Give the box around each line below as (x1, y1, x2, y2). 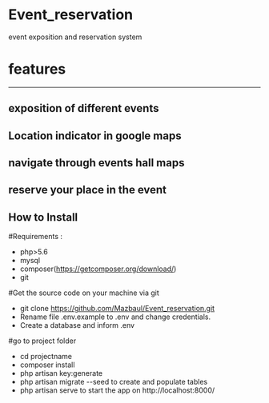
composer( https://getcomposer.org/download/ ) (19, 264, 177, 273)
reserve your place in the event (8, 183, 167, 197)
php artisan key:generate (19, 369, 103, 378)
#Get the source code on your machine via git (8, 288, 160, 297)
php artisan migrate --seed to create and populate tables (19, 377, 208, 387)
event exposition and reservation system (8, 32, 143, 42)
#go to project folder (8, 336, 77, 345)
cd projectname (19, 352, 72, 361)
